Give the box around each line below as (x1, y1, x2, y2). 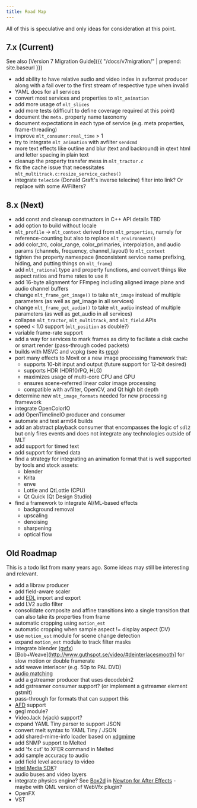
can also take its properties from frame (14, 613, 110, 621)
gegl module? (14, 708, 49, 715)
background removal (23, 505, 75, 513)
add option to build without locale (14, 222, 97, 229)
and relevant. (6, 570, 39, 577)
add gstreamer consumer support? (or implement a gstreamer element (14, 683, 188, 690)
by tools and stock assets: (14, 462, 79, 469)
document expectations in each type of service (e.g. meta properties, (14, 120, 185, 127)
